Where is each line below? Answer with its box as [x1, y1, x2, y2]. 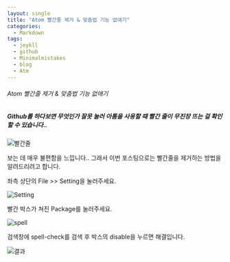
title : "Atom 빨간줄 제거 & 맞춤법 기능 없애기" [7, 16, 130, 23]
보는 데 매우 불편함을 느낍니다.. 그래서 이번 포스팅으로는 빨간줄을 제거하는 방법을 [7, 154, 222, 162]
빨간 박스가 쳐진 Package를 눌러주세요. [7, 205, 113, 213]
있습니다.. [21, 121, 48, 129]
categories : [7, 23, 41, 29]
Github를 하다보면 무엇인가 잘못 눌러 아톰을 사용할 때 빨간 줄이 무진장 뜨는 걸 [7, 112, 210, 120]
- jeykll [13, 42, 38, 49]
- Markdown [13, 29, 45, 36]
